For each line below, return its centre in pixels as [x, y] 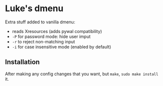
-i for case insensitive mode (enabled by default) [62, 47]
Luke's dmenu [34, 9]
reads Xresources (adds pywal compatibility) [57, 31]
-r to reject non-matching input [44, 41]
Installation [22, 62]
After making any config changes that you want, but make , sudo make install [82, 74]
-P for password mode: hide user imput [51, 36]
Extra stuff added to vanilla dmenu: [40, 22]
